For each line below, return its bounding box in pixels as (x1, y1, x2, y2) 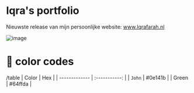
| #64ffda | (6, 80, 32, 87)
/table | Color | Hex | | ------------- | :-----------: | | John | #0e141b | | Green (6, 74, 189, 81)
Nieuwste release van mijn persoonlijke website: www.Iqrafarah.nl (6, 23, 165, 30)
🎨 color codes (6, 55, 74, 68)
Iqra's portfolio (6, 4, 79, 17)
